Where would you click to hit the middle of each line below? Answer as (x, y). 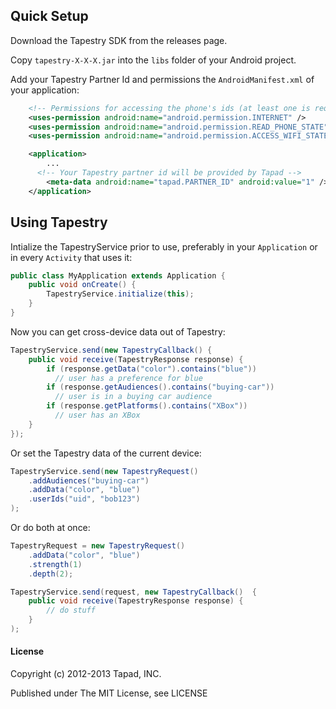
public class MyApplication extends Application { (118, 275)
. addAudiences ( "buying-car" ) (89, 480)
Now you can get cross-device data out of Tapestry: (118, 331)
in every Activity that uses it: (71, 257)
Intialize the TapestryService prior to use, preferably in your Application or (164, 246)
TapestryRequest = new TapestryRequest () (98, 546)
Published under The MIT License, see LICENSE (109, 693)
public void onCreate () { (82, 285)
